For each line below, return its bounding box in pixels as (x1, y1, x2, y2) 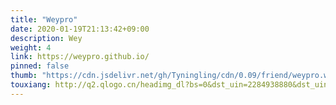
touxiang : (10, 80, 52, 90)
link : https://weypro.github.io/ (10, 52, 150, 62)
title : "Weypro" (10, 14, 78, 25)
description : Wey (10, 33, 83, 43)
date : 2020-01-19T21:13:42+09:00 (10, 24, 150, 34)
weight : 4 (10, 42, 52, 53)
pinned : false (10, 61, 70, 71)
